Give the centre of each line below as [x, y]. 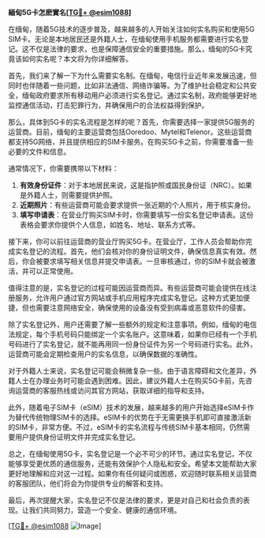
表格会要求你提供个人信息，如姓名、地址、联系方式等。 [109, 225]
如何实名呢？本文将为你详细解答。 [77, 59]
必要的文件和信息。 [39, 152]
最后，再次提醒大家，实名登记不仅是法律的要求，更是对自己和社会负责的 [125, 500]
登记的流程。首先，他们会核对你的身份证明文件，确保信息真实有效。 [139, 251]
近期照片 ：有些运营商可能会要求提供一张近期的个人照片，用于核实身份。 [137, 205]
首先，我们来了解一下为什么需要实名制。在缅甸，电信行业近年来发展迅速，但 [132, 75]
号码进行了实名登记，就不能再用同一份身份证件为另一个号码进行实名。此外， [132, 344]
